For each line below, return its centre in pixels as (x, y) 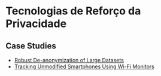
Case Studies (31, 46)
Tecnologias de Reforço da (73, 11)
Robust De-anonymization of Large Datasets (69, 60)
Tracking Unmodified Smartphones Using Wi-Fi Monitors (84, 66)
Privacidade (36, 24)
